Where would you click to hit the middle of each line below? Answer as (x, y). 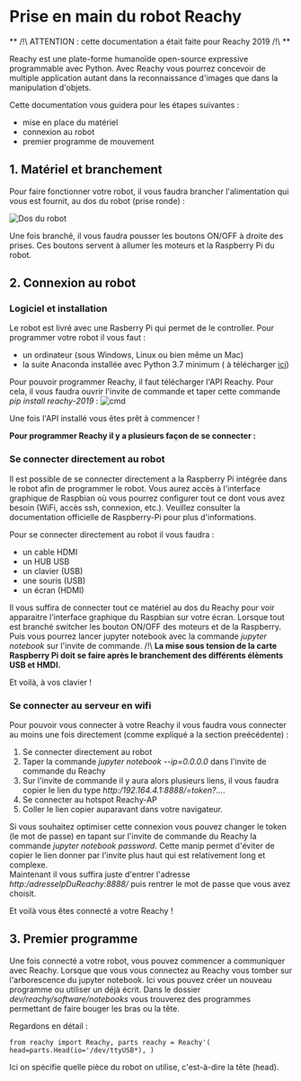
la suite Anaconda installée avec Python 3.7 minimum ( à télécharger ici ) (155, 365)
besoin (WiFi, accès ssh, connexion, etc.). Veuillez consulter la (125, 507)
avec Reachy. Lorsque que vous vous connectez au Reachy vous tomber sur (151, 970)
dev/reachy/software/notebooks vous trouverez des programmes (130, 998)
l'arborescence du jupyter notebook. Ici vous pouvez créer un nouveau (141, 979)
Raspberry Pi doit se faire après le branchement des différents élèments (146, 655)
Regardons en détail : (49, 1025)
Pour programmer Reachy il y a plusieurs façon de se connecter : (133, 436)
